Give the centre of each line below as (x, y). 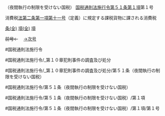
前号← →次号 (21, 39)
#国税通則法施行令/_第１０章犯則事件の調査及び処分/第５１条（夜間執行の (81, 70)
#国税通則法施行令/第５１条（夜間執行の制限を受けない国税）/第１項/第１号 (82, 108)
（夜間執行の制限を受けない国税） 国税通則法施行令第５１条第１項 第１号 (79, 7)
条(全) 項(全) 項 (21, 28)
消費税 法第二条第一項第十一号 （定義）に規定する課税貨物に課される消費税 (81, 18)
